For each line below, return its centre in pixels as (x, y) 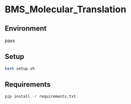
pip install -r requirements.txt (40, 96)
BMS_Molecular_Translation (65, 9)
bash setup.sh (20, 68)
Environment (26, 28)
